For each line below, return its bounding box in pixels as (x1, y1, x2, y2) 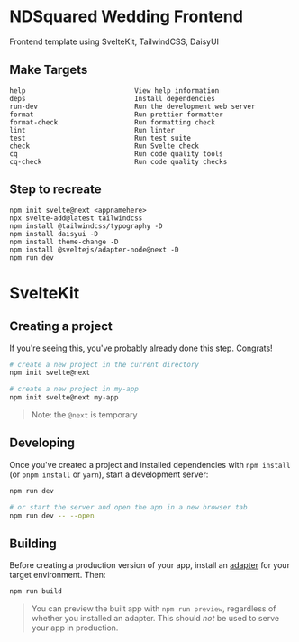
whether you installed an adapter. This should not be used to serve (31, 613, 280, 624)
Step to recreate (9, 182, 102, 197)
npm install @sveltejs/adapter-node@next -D (9, 245, 179, 254)
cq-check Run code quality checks (9, 157, 228, 166)
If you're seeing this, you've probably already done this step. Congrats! (9, 343, 273, 353)
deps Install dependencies (9, 94, 216, 103)
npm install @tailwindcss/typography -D (9, 221, 164, 231)
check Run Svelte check (9, 142, 200, 151)
